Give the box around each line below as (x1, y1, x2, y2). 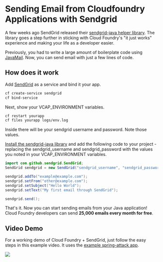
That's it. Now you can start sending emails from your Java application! (5, 205, 147, 211)
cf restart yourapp (5, 113, 45, 118)
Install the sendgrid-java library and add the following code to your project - (5, 141, 157, 147)
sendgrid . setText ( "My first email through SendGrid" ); (5, 187, 118, 192)
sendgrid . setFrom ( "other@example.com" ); (5, 178, 88, 184)
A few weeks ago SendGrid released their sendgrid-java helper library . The (5, 30, 155, 35)
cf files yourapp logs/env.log (5, 118, 68, 123)
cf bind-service (5, 95, 38, 100)
